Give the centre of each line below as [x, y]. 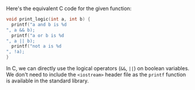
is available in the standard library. [48, 81]
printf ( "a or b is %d [38, 35]
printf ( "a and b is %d [39, 25]
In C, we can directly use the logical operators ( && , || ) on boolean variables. [98, 68]
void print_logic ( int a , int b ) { [48, 19]
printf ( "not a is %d [36, 46]
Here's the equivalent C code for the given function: [69, 8]
